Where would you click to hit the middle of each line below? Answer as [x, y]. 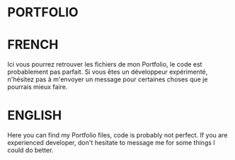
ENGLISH [35, 116]
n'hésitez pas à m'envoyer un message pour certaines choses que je [108, 79]
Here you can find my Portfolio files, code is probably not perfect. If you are [117, 135]
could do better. [30, 150]
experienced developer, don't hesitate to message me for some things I [111, 143]
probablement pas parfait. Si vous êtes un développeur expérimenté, [108, 72]
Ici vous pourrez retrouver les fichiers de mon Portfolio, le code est [105, 64]
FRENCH [33, 45]
